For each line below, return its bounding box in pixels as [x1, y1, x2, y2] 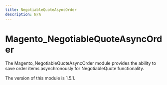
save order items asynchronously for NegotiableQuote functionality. [5, 66, 145, 72]
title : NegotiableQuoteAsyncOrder [5, 7, 77, 12]
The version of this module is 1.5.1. [5, 75, 76, 81]
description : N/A [5, 12, 41, 17]
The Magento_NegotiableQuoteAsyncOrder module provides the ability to [5, 60, 156, 66]
